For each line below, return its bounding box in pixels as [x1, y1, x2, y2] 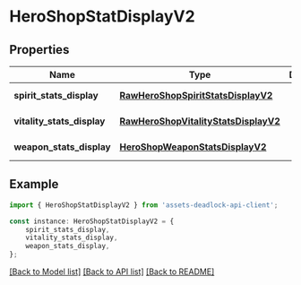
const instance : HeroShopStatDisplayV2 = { [9, 217, 175, 226]
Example [9, 177, 59, 192]
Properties [9, 42, 70, 57]
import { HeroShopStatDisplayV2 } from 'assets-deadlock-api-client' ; [9, 200, 279, 210]
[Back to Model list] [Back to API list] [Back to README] [9, 266, 215, 277]
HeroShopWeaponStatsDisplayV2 [119, 141, 267, 153]
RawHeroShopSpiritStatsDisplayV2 [119, 90, 273, 101]
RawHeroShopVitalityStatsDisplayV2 [119, 115, 280, 127]
